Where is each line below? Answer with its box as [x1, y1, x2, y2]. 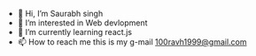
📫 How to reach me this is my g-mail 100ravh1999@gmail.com [17, 37, 247, 47]
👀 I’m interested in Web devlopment [17, 17, 148, 28]
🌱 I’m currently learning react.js [17, 27, 133, 37]
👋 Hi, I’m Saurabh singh [17, 9, 104, 18]
